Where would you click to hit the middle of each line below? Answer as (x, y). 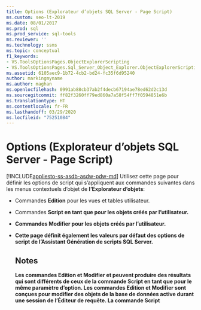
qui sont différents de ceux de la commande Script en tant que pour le (103, 281)
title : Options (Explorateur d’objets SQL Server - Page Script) (89, 12)
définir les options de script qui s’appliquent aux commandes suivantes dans (100, 183)
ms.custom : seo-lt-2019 (36, 17)
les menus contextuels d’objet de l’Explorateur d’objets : (76, 189)
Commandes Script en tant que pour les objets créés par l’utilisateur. (102, 212)
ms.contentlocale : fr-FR (37, 106)
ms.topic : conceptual (33, 51)
